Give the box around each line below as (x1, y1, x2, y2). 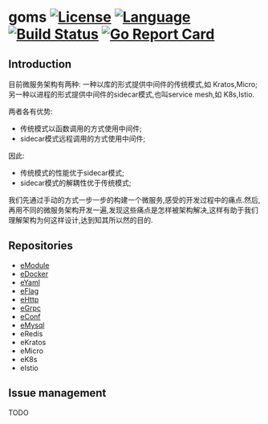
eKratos (19, 337, 47, 347)
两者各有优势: (8, 107, 54, 116)
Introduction (8, 57, 72, 71)
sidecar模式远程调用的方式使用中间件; (19, 134, 146, 143)
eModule (19, 260, 50, 270)
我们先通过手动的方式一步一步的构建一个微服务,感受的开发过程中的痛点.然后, (8, 196, 261, 204)
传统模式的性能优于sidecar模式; (19, 168, 124, 177)
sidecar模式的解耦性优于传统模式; (19, 178, 132, 187)
